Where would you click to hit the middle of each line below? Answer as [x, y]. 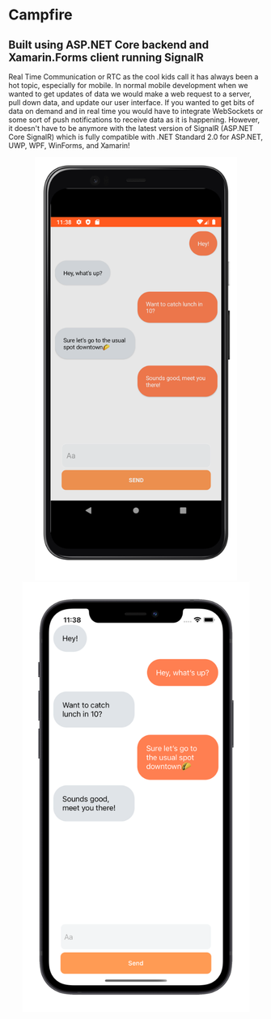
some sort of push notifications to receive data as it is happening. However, [134, 120]
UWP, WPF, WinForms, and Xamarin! [70, 146]
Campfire [40, 15]
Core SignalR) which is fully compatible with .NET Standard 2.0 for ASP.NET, [136, 137]
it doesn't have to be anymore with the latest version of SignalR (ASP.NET [131, 128]
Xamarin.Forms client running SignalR [106, 57]
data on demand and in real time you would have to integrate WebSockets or [136, 111]
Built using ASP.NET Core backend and [108, 45]
